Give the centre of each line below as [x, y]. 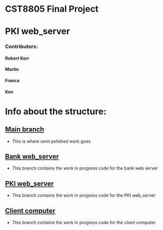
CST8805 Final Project [52, 9]
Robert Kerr [17, 58]
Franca [12, 81]
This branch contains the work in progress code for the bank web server [85, 168]
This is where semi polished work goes [51, 141]
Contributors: [21, 46]
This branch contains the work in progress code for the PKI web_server [84, 195]
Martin [12, 69]
